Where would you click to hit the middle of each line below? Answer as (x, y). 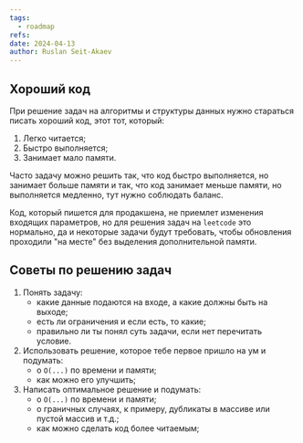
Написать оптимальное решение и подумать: (112, 389)
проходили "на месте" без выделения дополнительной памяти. (133, 241)
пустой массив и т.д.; (78, 418)
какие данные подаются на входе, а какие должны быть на (152, 301)
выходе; (52, 311)
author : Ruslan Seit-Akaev (61, 52)
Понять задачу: (53, 292)
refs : (20, 35)
